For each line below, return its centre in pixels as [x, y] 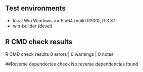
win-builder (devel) [32, 26]
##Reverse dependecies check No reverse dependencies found [72, 64]
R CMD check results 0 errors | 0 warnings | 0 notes [59, 54]
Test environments [35, 8]
